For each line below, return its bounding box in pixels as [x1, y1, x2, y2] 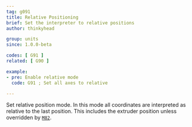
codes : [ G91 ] [6, 52, 44, 58]
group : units [6, 36, 39, 42]
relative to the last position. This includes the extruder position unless [6, 108, 177, 115]
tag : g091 [6, 8, 31, 15]
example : [6, 69, 28, 75]
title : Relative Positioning [6, 14, 79, 20]
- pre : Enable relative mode [6, 74, 79, 80]
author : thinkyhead [6, 25, 55, 32]
